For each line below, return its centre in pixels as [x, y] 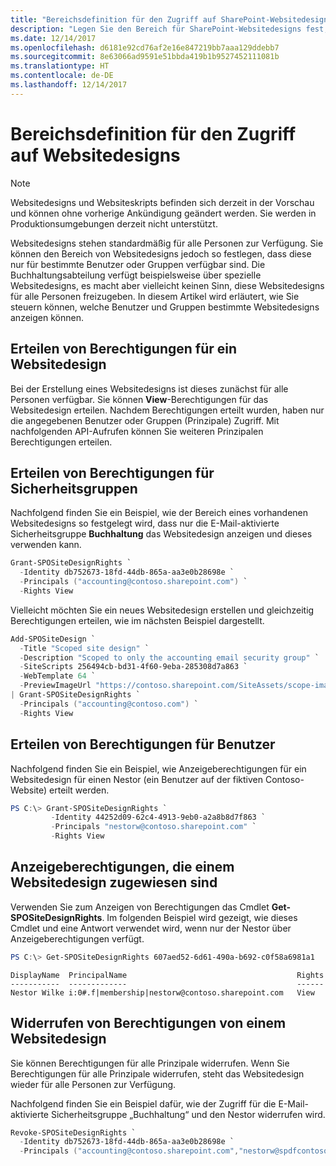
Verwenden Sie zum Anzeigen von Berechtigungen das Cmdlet [140, 907]
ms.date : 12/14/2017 [53, 38]
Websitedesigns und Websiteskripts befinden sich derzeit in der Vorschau [162, 202]
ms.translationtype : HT [60, 66]
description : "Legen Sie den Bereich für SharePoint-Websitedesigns [156, 29]
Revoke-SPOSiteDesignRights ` [73, 1132]
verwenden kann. [46, 545]
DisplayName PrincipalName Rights [167, 975]
